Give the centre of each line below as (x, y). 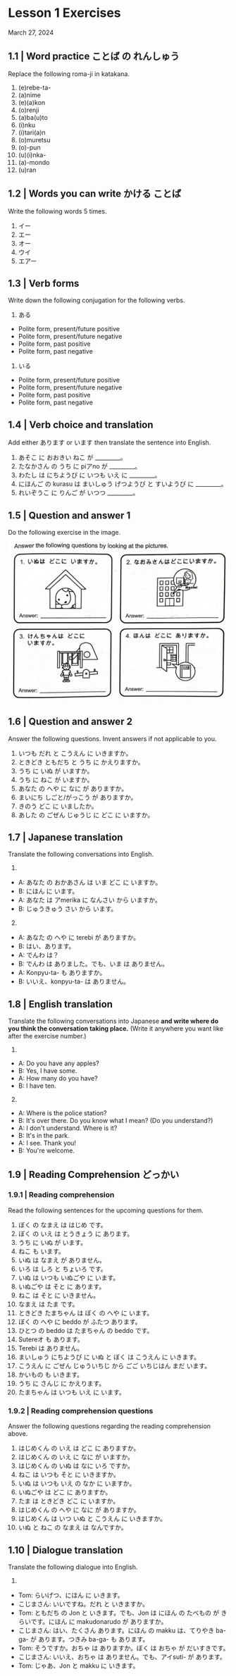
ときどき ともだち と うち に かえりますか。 (81, 762)
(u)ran (27, 170)
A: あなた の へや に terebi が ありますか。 (79, 938)
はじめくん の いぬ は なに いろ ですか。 (76, 1466)
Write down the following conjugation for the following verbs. (97, 300)
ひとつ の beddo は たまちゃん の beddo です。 (86, 1330)
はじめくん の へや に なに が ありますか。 (79, 1510)
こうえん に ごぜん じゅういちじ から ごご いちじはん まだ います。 (114, 1365)
